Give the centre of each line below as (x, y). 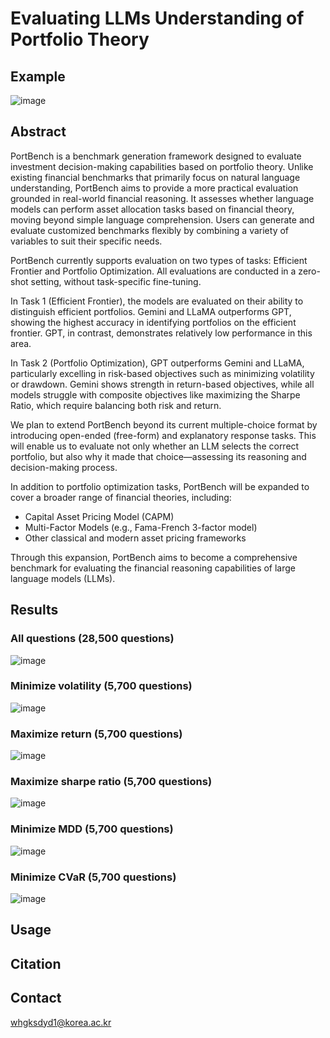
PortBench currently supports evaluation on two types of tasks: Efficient (159, 260)
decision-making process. (64, 467)
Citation (36, 963)
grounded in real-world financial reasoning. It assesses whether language (162, 198)
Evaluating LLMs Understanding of (157, 18)
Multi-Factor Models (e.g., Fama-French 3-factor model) (141, 527)
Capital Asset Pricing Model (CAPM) (99, 516)
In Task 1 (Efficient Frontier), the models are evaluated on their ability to (157, 301)
